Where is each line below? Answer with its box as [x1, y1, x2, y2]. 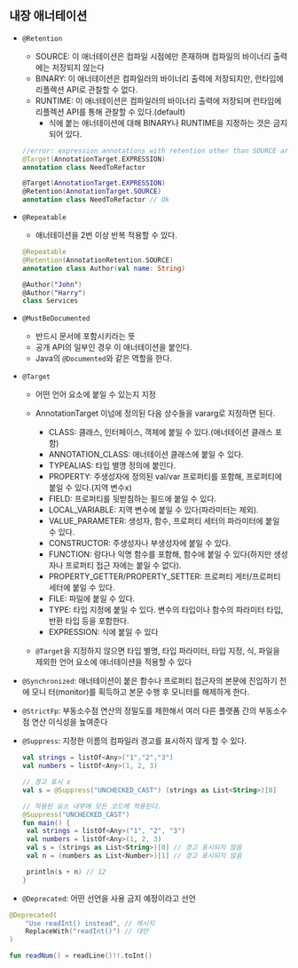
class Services [21, 297, 79, 305]
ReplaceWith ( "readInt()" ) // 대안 [25, 927, 149, 936]
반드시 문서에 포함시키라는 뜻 [35, 331, 136, 342]
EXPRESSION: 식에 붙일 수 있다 [48, 627, 159, 638]
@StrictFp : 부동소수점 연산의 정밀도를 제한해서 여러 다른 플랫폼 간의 [21, 705, 257, 717]
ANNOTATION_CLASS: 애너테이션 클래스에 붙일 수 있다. [48, 449, 244, 460]
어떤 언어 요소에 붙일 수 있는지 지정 [35, 389, 157, 400]
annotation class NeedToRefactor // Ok [21, 195, 170, 204]
